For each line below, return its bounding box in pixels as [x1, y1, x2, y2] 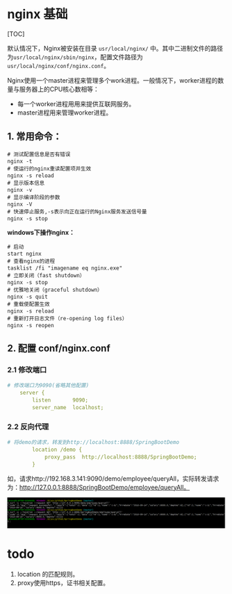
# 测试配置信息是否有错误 [7, 151, 71, 158]
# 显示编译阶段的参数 [7, 194, 60, 201]
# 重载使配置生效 [7, 300, 50, 308]
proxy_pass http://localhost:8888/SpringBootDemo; [44, 453, 197, 461]
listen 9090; [32, 397, 89, 404]
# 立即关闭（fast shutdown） [7, 272, 85, 279]
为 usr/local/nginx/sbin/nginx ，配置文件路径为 [7, 53, 144, 61]
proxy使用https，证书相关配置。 [17, 578, 110, 587]
